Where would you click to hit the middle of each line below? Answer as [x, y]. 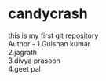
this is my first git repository [53, 35]
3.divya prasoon [34, 61]
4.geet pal [24, 68]
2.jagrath [23, 52]
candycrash [48, 14]
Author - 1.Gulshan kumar [49, 43]
